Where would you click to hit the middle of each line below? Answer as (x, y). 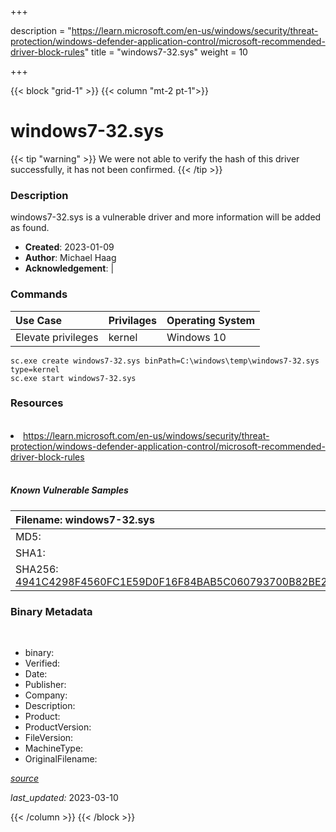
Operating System (211, 320)
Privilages (133, 320)
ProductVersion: (58, 727)
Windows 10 (196, 337)
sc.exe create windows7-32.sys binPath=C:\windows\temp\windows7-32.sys (165, 361)
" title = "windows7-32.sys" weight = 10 (166, 52)
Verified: (42, 663)
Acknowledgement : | (69, 268)
